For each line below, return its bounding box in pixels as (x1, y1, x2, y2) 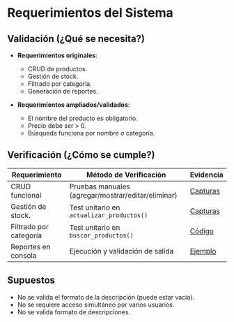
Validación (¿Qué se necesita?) (7, 33, 145, 45)
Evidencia (189, 170, 224, 180)
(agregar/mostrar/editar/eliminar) (69, 190, 178, 200)
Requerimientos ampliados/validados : (17, 101, 130, 109)
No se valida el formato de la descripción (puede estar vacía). (17, 293, 195, 301)
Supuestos (7, 275, 56, 286)
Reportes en (10, 242, 51, 251)
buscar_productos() (69, 231, 134, 239)
